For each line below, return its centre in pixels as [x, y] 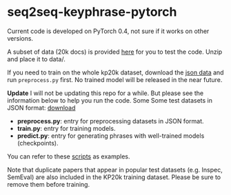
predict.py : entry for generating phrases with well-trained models [111, 136]
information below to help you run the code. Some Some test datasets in [110, 100]
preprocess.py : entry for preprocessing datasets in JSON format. [111, 121]
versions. [20, 38]
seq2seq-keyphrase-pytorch [92, 12]
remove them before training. [49, 184]
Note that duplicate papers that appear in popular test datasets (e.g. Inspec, [115, 170]
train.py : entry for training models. [66, 128]
